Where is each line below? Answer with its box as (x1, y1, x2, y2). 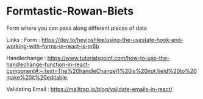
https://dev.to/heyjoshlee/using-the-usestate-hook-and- (41, 36, 184, 43)
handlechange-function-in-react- (6, 61, 90, 68)
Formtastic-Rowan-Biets (6, 4, 134, 18)
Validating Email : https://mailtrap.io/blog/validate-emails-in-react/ (6, 85, 173, 92)
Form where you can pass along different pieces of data (6, 24, 148, 32)
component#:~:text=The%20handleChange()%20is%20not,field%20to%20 (6, 67, 197, 74)
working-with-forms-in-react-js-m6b (6, 43, 99, 50)
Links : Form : (6, 36, 41, 43)
